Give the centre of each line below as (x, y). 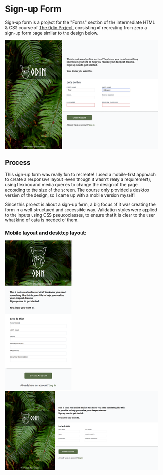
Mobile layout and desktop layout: (46, 233)
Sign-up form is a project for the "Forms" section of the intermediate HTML (80, 22)
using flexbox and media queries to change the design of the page (72, 185)
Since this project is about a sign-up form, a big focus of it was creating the (81, 205)
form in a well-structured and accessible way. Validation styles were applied (81, 210)
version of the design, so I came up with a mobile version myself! (70, 195)
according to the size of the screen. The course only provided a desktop (77, 190)
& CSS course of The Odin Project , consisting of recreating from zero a (76, 27)
